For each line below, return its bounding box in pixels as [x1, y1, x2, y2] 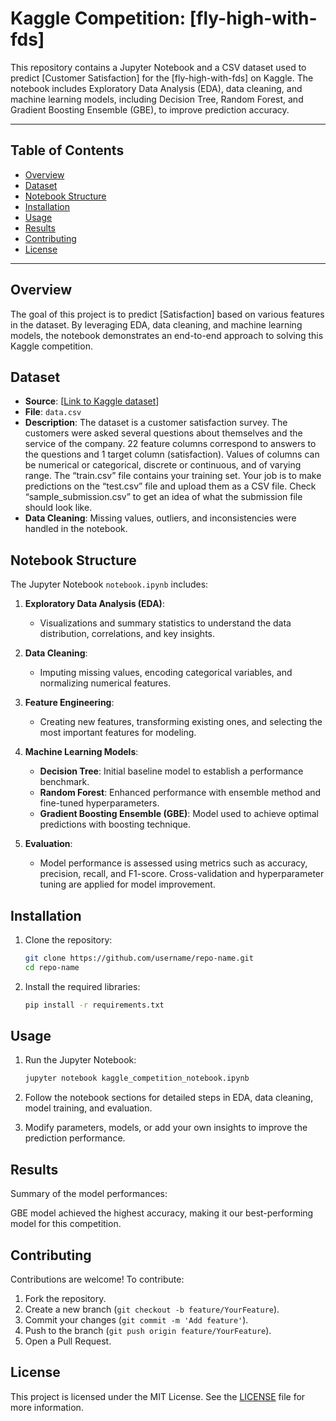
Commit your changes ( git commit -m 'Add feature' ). [24, 1313, 249, 1326]
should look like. [24, 502, 93, 514]
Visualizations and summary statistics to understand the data [39, 617, 292, 629]
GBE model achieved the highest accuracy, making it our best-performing [10, 1207, 314, 1219]
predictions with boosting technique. [39, 818, 192, 831]
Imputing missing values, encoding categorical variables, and [39, 667, 293, 679]
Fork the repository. [24, 1292, 107, 1304]
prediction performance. [24, 1132, 126, 1144]
